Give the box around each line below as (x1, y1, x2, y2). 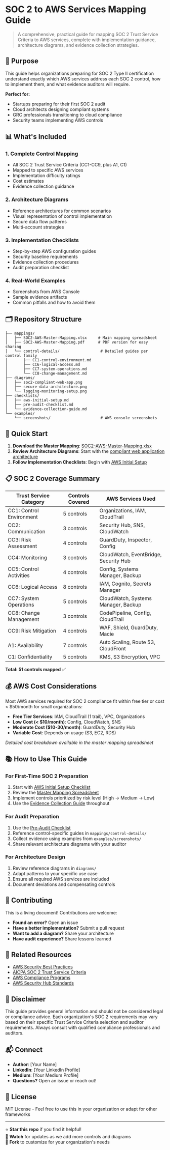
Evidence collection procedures (12, 259, 79, 265)
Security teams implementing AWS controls (12, 117, 104, 123)
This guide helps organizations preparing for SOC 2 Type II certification (5, 70, 154, 76)
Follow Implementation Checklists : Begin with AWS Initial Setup (12, 459, 147, 465)
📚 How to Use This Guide (5, 755, 87, 763)
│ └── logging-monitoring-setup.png (5, 389, 87, 394)
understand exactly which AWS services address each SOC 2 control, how (5, 75, 161, 82)
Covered (68, 498, 90, 505)
